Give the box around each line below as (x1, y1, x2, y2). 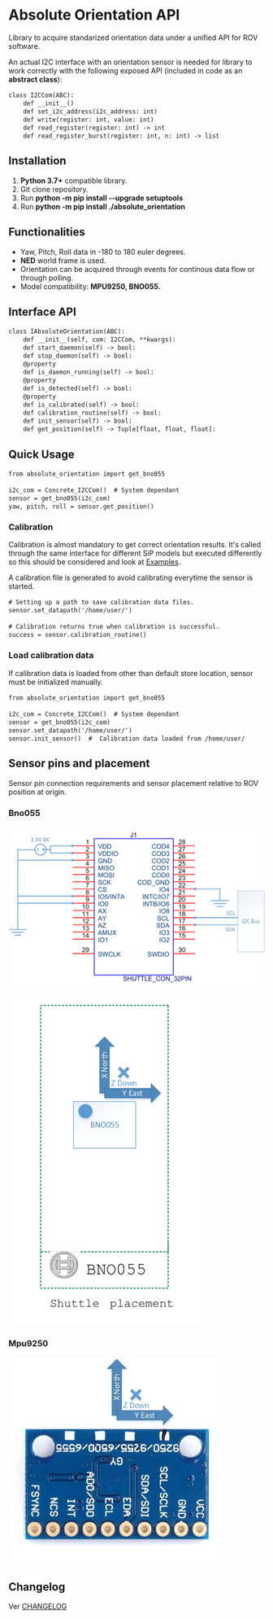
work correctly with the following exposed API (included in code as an (8, 65, 243, 75)
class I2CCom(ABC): (8, 91, 75, 99)
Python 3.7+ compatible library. (19, 175, 128, 185)
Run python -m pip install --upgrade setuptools (19, 193, 184, 203)
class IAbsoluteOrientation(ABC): (8, 327, 126, 336)
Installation (8, 154, 67, 168)
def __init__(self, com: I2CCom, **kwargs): (23, 336, 176, 344)
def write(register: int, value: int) (23, 116, 154, 124)
